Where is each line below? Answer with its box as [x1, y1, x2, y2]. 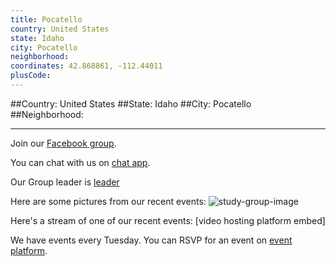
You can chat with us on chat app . [10, 156, 151, 168]
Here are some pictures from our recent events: [10, 195, 207, 207]
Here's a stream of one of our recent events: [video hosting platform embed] [10, 214, 326, 226]
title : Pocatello [10, 14, 83, 25]
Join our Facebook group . [10, 137, 117, 149]
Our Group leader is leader [10, 176, 120, 188]
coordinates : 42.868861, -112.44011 [10, 61, 163, 71]
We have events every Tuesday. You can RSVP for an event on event [10, 234, 293, 246]
